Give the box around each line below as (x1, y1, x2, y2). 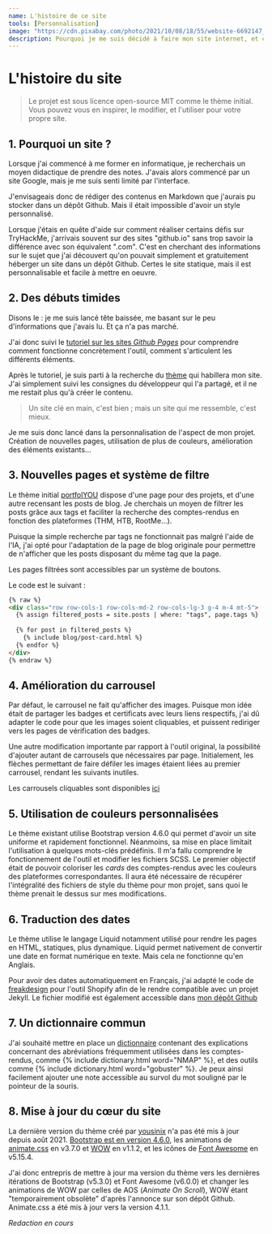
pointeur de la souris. (8, 1081, 79, 1090)
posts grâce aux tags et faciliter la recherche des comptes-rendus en (8, 507, 240, 516)
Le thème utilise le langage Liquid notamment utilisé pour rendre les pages (8, 934, 257, 943)
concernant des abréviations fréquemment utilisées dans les (8, 1046, 210, 1056)
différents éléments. (8, 354, 75, 364)
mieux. (28, 412, 51, 421)
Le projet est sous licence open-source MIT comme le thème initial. (28, 97, 253, 106)
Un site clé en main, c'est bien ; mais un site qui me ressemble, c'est (28, 403, 257, 412)
